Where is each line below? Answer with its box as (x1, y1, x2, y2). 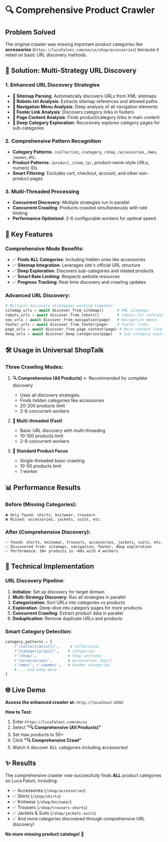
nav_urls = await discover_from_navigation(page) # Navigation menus (5, 317, 157, 322)
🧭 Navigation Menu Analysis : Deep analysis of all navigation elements (12, 103, 158, 109)
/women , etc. (12, 154, 36, 160)
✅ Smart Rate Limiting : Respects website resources (12, 273, 120, 279)
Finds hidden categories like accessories (19, 398, 104, 404)
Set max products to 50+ (12, 732, 64, 738)
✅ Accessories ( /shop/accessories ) (12, 787, 86, 793)
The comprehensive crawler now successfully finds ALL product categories (5, 772, 161, 778)
